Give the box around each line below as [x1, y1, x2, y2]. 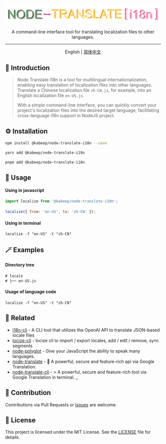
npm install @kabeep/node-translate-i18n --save [5, 141, 107, 146]
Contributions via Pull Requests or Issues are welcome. [5, 401, 117, 407]
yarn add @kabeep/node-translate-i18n [5, 150, 85, 155]
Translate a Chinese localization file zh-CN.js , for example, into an [17, 88, 152, 93]
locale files [12, 332, 35, 338]
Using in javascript [5, 187, 44, 193]
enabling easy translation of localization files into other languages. [17, 82, 152, 88]
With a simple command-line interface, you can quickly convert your [17, 102, 157, 108]
